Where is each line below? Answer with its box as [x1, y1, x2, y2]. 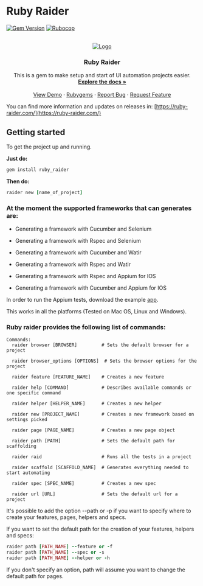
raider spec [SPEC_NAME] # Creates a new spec [12, 481, 156, 487]
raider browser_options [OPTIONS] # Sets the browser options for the [12, 358, 198, 365]
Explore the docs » [78, 78, 126, 86]
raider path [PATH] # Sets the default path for [12, 438, 175, 444]
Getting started [6, 127, 66, 138]
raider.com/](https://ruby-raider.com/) [6, 110, 101, 117]
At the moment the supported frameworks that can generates [6, 204, 192, 212]
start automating [6, 470, 50, 476]
